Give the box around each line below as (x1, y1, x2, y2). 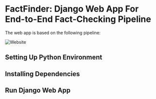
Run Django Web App (5, 86, 71, 95)
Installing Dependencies (5, 69, 80, 78)
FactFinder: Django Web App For (5, 3, 139, 15)
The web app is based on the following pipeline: (5, 30, 101, 35)
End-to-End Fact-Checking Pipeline (5, 14, 151, 25)
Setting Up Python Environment (5, 53, 103, 62)
